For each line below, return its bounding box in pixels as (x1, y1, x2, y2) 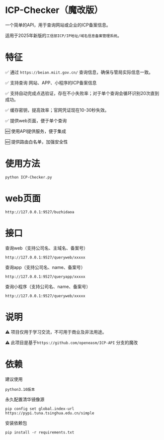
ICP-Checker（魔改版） (5, 4, 103, 16)
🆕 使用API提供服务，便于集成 (5, 128, 66, 134)
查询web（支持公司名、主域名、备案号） (5, 245, 88, 251)
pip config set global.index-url (5, 406, 75, 411)
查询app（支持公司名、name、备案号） (5, 264, 85, 270)
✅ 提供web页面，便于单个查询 (5, 117, 67, 123)
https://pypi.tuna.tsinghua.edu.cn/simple (5, 411, 94, 416)
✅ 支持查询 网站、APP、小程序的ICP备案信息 (5, 80, 97, 86)
